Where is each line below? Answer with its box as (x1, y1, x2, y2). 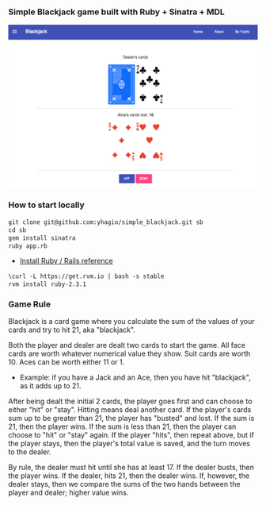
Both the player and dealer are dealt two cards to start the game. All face (8, 341, 245, 350)
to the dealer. (8, 447, 51, 457)
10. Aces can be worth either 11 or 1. (8, 357, 125, 367)
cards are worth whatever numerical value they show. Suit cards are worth (8, 349, 251, 359)
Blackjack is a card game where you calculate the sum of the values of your (8, 317, 255, 326)
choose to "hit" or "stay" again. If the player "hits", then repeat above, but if (8, 430, 255, 440)
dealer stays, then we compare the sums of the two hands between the (8, 480, 241, 489)
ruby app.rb (8, 242, 47, 250)
